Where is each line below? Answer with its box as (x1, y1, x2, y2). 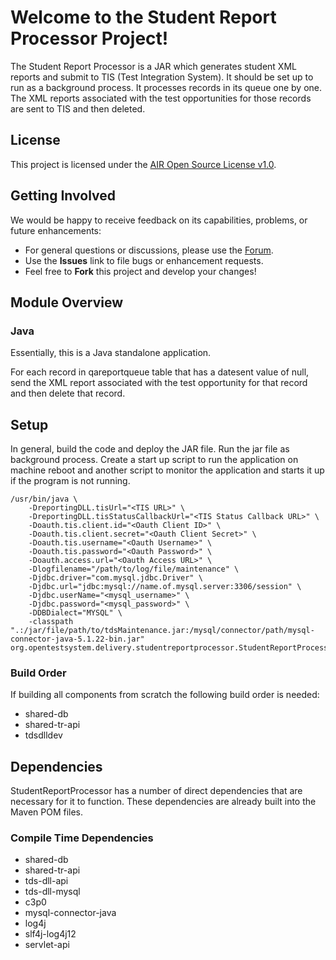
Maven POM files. (10, 806, 84, 818)
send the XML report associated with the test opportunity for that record (10, 377, 308, 389)
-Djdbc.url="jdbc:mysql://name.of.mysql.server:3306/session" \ (28, 582, 302, 592)
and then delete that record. (10, 387, 126, 400)
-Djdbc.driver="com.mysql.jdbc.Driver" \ (28, 573, 203, 583)
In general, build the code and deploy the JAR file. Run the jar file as (10, 443, 290, 455)
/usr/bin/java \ (10, 494, 78, 505)
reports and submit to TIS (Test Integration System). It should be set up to (10, 71, 314, 83)
